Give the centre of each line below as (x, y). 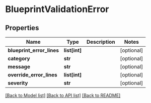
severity (18, 83)
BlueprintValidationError (57, 9)
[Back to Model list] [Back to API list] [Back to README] (63, 95)
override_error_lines (33, 75)
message (19, 67)
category (19, 59)
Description (101, 42)
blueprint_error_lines (33, 50)
